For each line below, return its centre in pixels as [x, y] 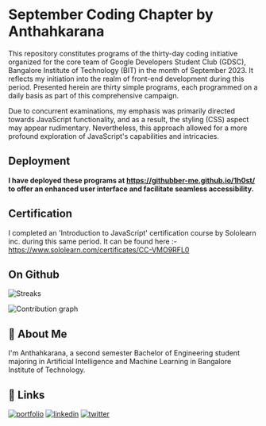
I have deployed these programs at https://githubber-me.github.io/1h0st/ [132, 180]
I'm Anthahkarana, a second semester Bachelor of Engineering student [124, 353]
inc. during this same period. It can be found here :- [93, 241]
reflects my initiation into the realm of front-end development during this [126, 79]
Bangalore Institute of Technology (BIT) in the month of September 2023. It [131, 70]
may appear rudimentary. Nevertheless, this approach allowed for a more [128, 128]
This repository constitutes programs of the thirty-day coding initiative [123, 53]
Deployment [39, 161]
